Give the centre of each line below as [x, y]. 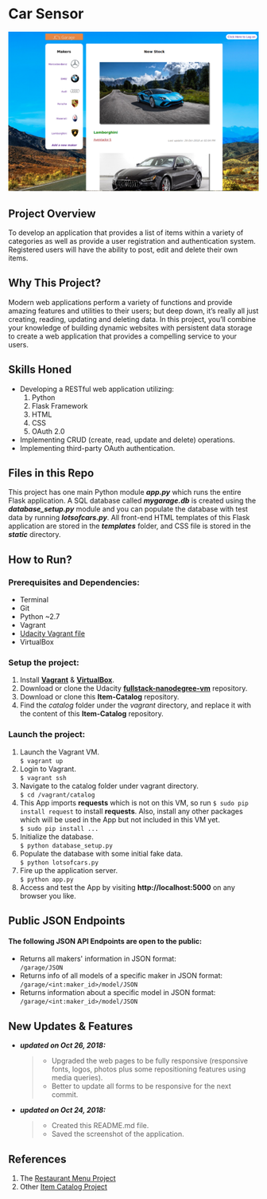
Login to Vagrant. [48, 769]
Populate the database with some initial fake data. [101, 853]
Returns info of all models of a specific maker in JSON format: [121, 976]
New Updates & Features [71, 1026]
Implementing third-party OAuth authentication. [97, 448]
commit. [65, 1095]
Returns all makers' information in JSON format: [98, 959]
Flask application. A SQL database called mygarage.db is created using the [132, 501]
